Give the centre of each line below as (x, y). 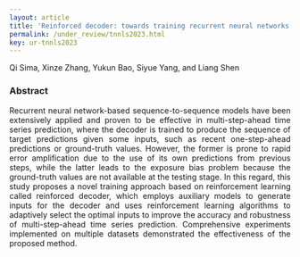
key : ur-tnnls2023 (43, 42)
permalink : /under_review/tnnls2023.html (87, 34)
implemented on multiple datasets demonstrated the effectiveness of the (150, 234)
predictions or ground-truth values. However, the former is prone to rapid (150, 148)
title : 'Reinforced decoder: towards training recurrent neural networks (150, 26)
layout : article (39, 17)
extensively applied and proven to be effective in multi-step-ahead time (150, 120)
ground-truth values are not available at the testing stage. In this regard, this (150, 177)
